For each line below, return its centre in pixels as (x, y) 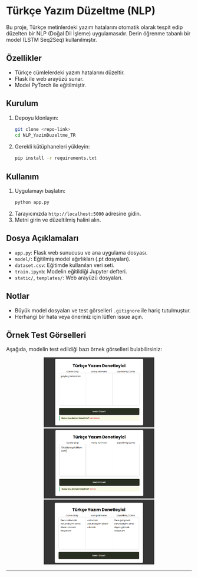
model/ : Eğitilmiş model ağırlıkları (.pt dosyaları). (72, 259)
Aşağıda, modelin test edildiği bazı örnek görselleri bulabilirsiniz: (84, 350)
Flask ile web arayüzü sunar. (49, 78)
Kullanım (23, 177)
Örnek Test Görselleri (46, 335)
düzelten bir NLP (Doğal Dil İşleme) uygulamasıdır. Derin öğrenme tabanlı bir (98, 33)
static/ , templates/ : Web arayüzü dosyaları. (69, 278)
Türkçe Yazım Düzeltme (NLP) (81, 11)
